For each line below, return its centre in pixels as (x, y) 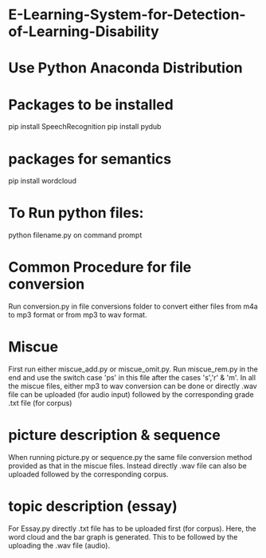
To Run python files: (76, 213)
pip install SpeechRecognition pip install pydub (85, 127)
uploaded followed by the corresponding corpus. (88, 474)
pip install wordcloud (43, 181)
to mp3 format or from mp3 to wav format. (78, 315)
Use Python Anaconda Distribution (125, 68)
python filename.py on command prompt (75, 235)
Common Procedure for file (100, 267)
